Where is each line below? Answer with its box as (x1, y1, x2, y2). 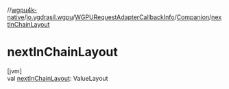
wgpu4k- (11, 6, 38, 14)
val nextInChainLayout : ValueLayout (7, 74, 108, 82)
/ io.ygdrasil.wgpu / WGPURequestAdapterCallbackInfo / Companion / (23, 13, 212, 21)
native (7, 13, 25, 21)
